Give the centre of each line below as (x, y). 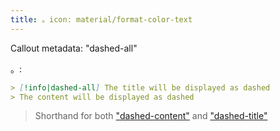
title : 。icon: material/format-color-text (101, 19)
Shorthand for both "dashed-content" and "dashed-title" (151, 116)
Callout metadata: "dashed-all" (74, 48)
